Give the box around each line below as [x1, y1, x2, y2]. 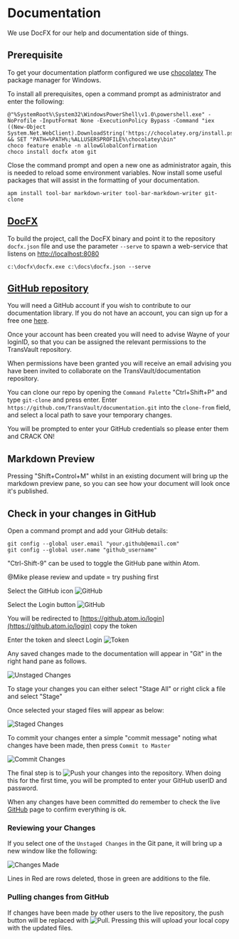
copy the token [93, 622, 137, 630]
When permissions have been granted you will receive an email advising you [7, 359, 232, 368]
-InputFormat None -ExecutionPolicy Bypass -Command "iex [38, 117, 215, 124]
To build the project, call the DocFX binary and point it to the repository [7, 234, 216, 243]
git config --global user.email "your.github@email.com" [7, 540, 180, 547]
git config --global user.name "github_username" [7, 546, 158, 554]
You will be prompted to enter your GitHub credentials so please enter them [7, 425, 229, 433]
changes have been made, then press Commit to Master [7, 741, 171, 749]
